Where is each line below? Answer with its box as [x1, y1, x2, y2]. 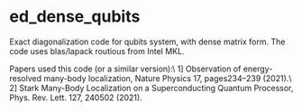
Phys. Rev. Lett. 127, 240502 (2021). [9, 92, 142, 103]
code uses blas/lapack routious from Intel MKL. [9, 45, 185, 56]
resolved [9, 72, 42, 83]
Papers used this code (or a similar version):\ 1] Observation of [9, 63, 242, 74]
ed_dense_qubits [9, 6, 141, 27]
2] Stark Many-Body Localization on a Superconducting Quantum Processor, [9, 82, 294, 93]
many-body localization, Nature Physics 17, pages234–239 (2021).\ [43, 72, 292, 83]
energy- [243, 63, 273, 74]
